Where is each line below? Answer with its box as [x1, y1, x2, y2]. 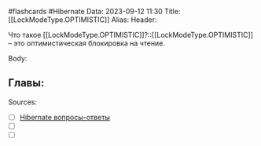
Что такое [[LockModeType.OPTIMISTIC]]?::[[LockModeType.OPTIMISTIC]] [8, 31, 254, 39]
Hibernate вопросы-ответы [19, 112, 110, 122]
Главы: [8, 76, 45, 89]
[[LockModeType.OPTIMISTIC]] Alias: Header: [8, 15, 157, 24]
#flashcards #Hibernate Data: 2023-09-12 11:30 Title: [8, 7, 181, 16]
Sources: [8, 97, 38, 107]
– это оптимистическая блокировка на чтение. [8, 38, 165, 48]
